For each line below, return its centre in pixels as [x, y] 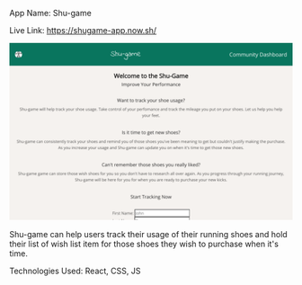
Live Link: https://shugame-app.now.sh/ [83, 30]
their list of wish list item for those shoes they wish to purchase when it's [144, 244]
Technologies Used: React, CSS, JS [75, 271]
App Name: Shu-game [50, 13]
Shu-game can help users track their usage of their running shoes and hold [148, 234]
